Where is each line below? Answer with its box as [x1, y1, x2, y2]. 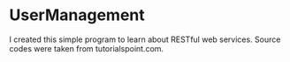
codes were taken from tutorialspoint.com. [9, 43, 164, 53]
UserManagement [9, 5, 146, 25]
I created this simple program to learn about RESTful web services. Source [9, 34, 281, 45]
